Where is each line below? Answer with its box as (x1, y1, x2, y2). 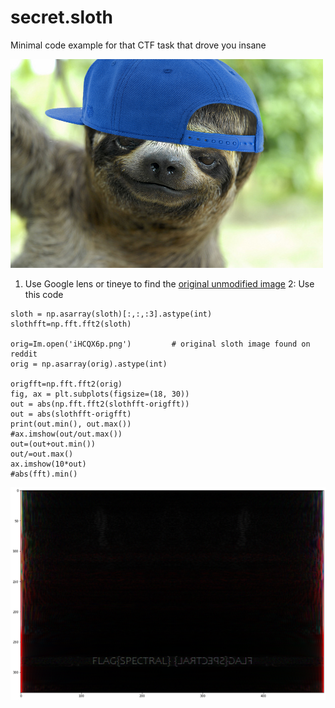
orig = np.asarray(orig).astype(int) (10, 359, 168, 369)
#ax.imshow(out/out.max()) (10, 429, 123, 439)
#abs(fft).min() (10, 469, 78, 479)
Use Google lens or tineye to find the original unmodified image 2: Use (24, 277, 315, 290)
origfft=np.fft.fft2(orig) (10, 379, 123, 389)
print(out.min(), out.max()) (10, 419, 132, 429)
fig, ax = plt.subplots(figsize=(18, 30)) (10, 389, 190, 399)
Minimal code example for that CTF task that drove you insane (10, 39, 267, 51)
